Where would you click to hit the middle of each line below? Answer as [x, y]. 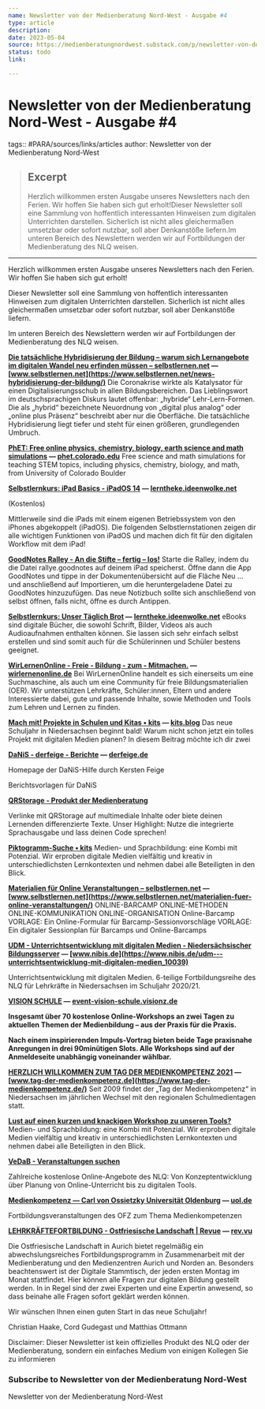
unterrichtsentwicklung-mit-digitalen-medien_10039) [99, 962]
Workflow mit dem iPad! [47, 544]
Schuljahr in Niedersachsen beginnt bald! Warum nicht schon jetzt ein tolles [131, 731]
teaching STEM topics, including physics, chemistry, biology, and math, [124, 464]
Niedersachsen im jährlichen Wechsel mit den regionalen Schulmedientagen [132, 1097]
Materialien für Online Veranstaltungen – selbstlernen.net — [109, 888]
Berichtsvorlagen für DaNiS [52, 785]
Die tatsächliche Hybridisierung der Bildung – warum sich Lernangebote [129, 357]
